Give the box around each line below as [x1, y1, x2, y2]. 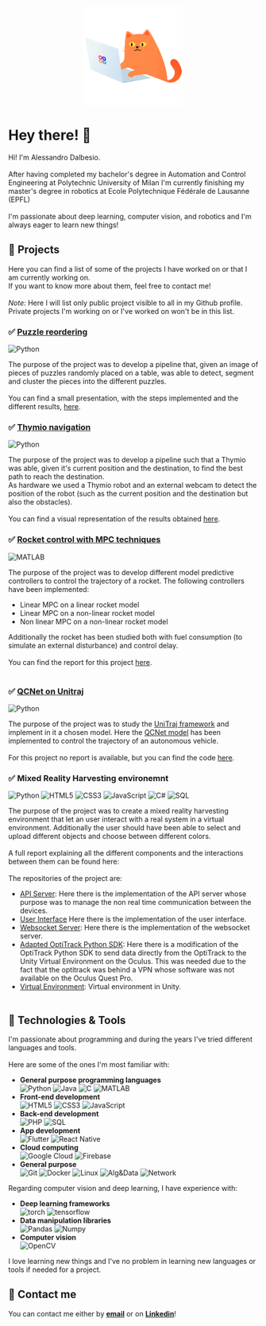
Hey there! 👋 [8, 126, 91, 145]
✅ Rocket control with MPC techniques [8, 534, 161, 545]
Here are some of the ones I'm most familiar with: [8, 1060, 170, 1069]
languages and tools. [8, 1043, 77, 1053]
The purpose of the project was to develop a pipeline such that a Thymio [8, 455, 246, 465]
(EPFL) [8, 195, 30, 204]
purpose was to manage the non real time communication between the [19, 898, 252, 907]
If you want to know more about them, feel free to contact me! [8, 280, 211, 291]
